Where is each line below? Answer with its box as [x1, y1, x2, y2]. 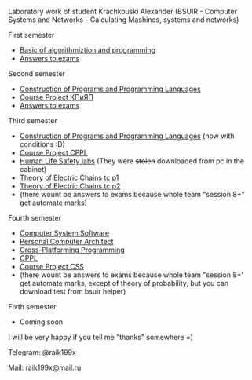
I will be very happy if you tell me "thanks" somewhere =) [8, 333, 194, 342]
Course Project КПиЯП [19, 93, 94, 101]
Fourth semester [8, 214, 61, 222]
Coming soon [19, 317, 64, 327]
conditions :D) [19, 140, 65, 148]
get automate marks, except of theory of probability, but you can [19, 279, 229, 287]
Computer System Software [19, 228, 110, 238]
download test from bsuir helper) [19, 287, 126, 296]
